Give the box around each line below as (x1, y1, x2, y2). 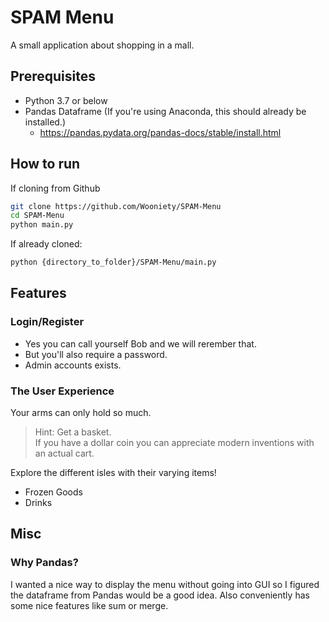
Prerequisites (10, 68, 96, 85)
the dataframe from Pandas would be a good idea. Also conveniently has (10, 589, 310, 601)
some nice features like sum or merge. (10, 599, 169, 611)
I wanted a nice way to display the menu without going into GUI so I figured (10, 578, 320, 590)
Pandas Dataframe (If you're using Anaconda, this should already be (24, 105, 307, 117)
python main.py (10, 220, 74, 230)
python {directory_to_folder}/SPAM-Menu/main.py (10, 257, 217, 268)
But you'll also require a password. (24, 348, 168, 360)
